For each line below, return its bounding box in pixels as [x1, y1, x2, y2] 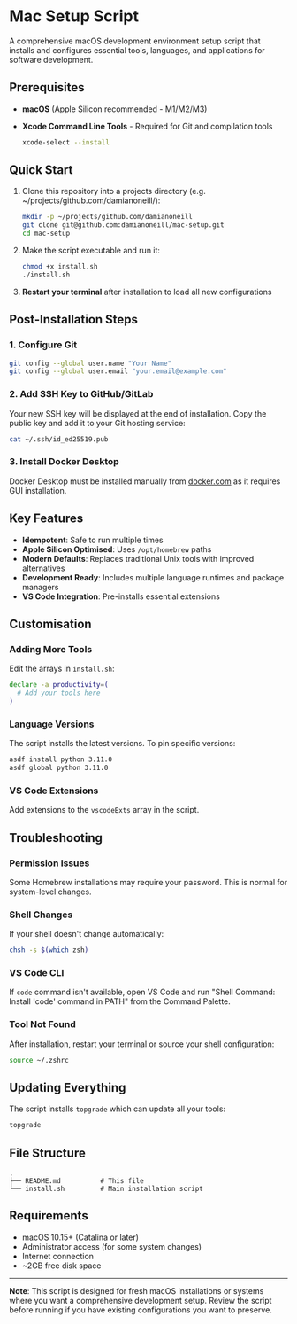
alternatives [21, 563, 65, 573]
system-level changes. [9, 886, 92, 897]
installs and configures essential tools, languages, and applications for [9, 44, 265, 55]
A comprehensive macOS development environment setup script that [9, 35, 261, 46]
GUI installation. [9, 485, 67, 495]
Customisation [9, 616, 92, 631]
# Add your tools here [17, 689, 101, 697]
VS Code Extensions [9, 784, 99, 797]
